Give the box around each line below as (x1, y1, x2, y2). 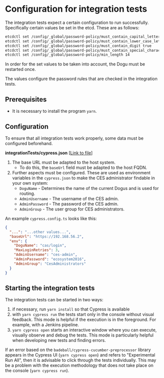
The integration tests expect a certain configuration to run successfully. (5, 20, 149, 25)
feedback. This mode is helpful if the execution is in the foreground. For (12, 316, 156, 323)
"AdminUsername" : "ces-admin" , (14, 252, 78, 257)
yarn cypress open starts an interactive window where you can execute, (12, 327, 157, 333)
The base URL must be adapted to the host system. (12, 159, 116, 165)
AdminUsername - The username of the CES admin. (19, 195, 119, 201)
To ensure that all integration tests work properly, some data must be (5, 135, 144, 141)
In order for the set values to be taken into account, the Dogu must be (5, 61, 145, 67)
